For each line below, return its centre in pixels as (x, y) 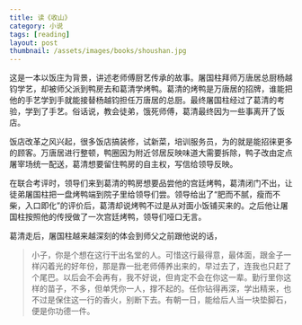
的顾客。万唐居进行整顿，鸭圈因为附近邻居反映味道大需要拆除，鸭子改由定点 (151, 153)
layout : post (34, 43)
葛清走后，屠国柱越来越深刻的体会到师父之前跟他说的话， (115, 236)
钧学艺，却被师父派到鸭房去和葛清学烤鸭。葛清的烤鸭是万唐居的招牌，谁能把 (151, 89)
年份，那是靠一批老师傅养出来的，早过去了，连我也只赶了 (185, 267)
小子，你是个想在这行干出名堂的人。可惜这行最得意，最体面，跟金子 (157, 255)
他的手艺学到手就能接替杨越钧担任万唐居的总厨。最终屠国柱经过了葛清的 (143, 101)
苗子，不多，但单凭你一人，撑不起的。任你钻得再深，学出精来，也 (169, 289)
